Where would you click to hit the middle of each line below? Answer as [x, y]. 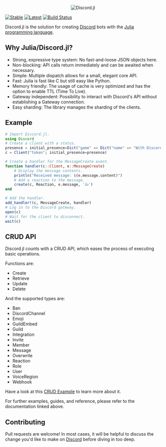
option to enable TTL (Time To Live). [49, 91]
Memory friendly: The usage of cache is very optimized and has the [81, 86]
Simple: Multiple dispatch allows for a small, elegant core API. [75, 75]
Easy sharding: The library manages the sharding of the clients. [77, 107]
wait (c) [13, 221]
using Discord [20, 139]
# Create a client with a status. [41, 143]
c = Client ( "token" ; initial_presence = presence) [56, 153]
